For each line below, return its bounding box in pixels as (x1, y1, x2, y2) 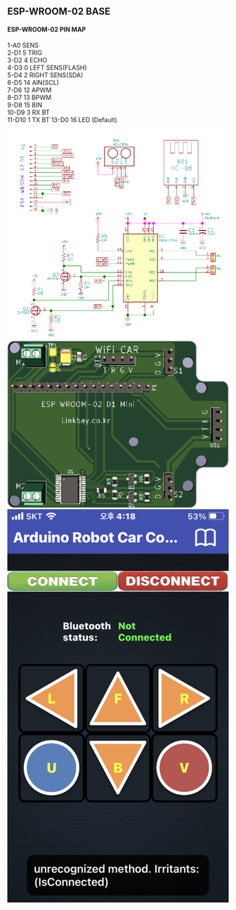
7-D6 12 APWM (7, 86, 52, 94)
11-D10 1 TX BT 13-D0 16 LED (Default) (7, 115, 117, 124)
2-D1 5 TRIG (7, 48, 43, 57)
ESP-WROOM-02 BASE (7, 6, 111, 18)
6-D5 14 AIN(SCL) (7, 78, 60, 86)
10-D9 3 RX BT (7, 108, 51, 117)
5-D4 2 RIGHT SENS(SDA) (7, 70, 84, 79)
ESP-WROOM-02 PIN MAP (7, 25, 86, 34)
